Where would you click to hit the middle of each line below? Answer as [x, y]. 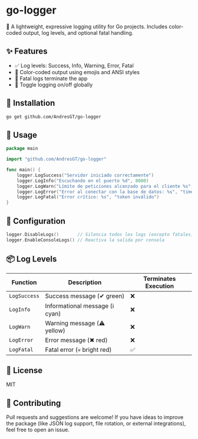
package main [22, 149]
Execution [160, 286]
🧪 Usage [22, 135]
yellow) [55, 330]
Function [24, 282]
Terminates [160, 278]
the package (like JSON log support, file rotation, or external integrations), [96, 424]
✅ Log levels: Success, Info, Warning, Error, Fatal [74, 65]
